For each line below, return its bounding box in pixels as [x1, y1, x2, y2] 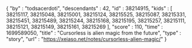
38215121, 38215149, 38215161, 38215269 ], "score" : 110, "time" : [6, 23, 163, 30]
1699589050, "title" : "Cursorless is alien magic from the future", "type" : [6, 29, 181, 36]
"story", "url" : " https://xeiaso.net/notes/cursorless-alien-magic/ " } [6, 36, 167, 42]
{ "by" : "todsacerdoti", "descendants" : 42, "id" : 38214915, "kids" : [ [6, 5, 173, 12]
